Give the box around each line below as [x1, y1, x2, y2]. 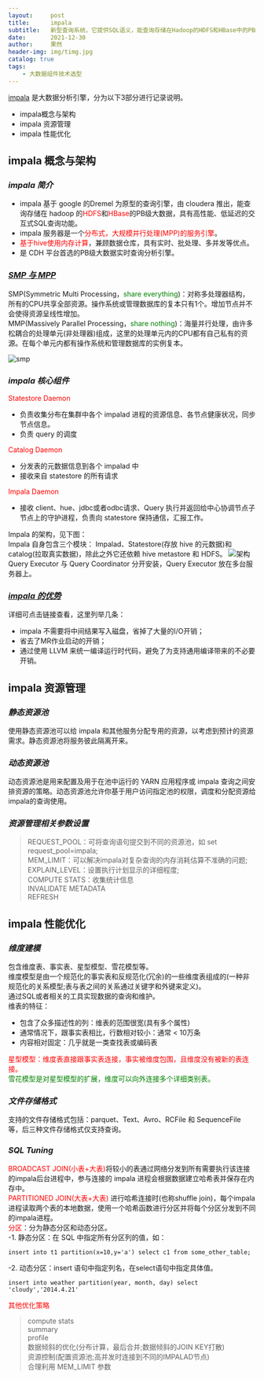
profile [27, 1333, 49, 1342]
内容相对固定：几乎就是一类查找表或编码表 [19, 1038, 158, 1047]
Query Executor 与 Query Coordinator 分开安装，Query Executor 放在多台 [8, 559, 246, 568]
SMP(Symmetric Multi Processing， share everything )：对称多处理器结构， [8, 289, 250, 299]
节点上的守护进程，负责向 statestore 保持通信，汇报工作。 [19, 513, 208, 522]
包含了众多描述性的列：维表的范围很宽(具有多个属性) [19, 1018, 191, 1028]
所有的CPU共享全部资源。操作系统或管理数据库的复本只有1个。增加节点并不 [8, 299, 253, 308]
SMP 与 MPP [8, 270, 57, 281]
